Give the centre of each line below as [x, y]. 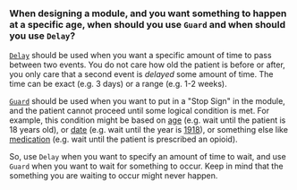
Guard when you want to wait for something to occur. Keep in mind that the [146, 166]
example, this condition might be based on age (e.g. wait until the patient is [148, 120]
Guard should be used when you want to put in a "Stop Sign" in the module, [148, 101]
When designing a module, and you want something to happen [148, 13]
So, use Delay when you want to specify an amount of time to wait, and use [148, 157]
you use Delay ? [42, 36]
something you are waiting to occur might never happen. [114, 176]
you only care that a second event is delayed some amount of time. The [141, 74]
